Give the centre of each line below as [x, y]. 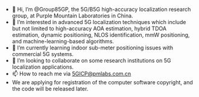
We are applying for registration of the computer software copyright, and [102, 82]
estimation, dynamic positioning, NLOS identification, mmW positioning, [101, 35]
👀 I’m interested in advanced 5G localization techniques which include [99, 22]
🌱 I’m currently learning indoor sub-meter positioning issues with [93, 48]
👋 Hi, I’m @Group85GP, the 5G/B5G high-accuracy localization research [101, 9]
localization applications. [43, 67]
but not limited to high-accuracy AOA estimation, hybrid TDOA [89, 28]
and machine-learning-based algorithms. [63, 41]
